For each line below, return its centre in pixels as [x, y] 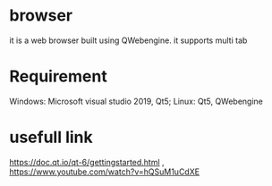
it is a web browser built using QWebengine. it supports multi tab [128, 40]
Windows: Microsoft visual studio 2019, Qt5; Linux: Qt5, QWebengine [136, 101]
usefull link [51, 137]
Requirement [58, 76]
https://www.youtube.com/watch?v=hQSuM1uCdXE [104, 172]
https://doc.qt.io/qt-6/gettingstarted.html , [87, 162]
